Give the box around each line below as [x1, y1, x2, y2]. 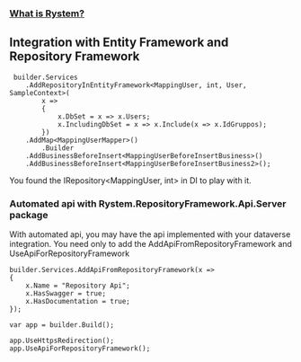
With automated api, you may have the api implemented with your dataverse [9, 229, 291, 240]
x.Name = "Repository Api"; [25, 281, 130, 290]
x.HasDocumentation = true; [25, 297, 130, 306]
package [9, 208, 49, 221]
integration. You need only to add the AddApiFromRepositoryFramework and [9, 239, 292, 250]
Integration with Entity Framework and [9, 35, 229, 50]
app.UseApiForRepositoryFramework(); [9, 344, 151, 353]
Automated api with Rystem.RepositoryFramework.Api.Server [9, 197, 287, 209]
